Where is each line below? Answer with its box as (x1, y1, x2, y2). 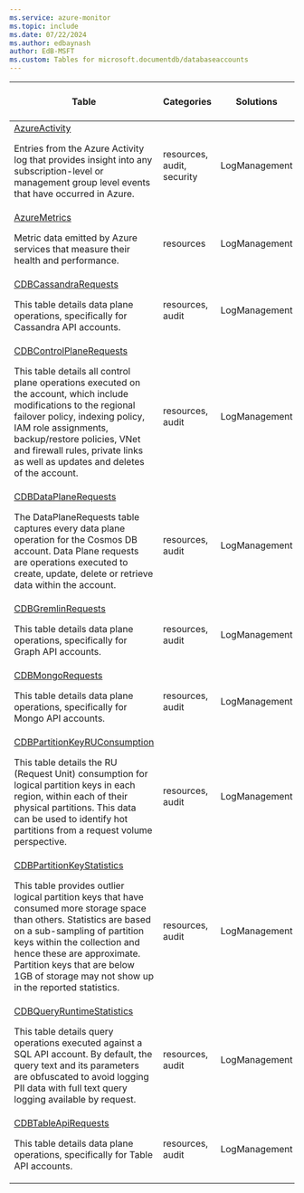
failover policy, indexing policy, (14, 411, 146, 422)
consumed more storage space (14, 902, 147, 914)
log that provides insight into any (14, 154, 153, 166)
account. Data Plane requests (14, 544, 139, 557)
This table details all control (14, 365, 131, 377)
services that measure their (14, 243, 131, 255)
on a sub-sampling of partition (14, 924, 145, 937)
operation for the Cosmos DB (14, 534, 138, 545)
